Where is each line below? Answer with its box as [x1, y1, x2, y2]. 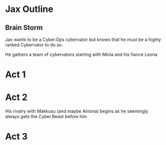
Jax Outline [5, 3, 54, 15]
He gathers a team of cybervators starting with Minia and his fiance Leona [5, 51, 158, 57]
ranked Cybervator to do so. [5, 42, 63, 48]
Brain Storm [5, 23, 43, 32]
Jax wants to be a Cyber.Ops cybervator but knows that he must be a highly [5, 36, 161, 42]
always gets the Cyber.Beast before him [5, 114, 87, 120]
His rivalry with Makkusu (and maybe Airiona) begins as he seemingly [5, 108, 149, 114]
